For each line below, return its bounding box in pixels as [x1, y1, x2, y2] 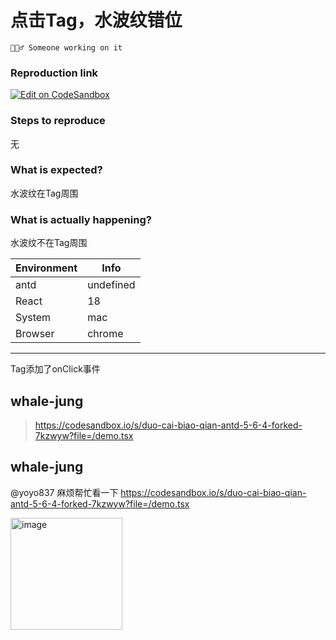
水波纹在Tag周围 [10, 187, 79, 199]
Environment [15, 261, 78, 275]
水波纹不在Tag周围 [10, 237, 88, 249]
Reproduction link [10, 66, 99, 80]
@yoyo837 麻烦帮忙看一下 [10, 486, 119, 498]
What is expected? [10, 163, 103, 177]
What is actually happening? [10, 212, 152, 226]
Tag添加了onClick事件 [10, 363, 101, 375]
